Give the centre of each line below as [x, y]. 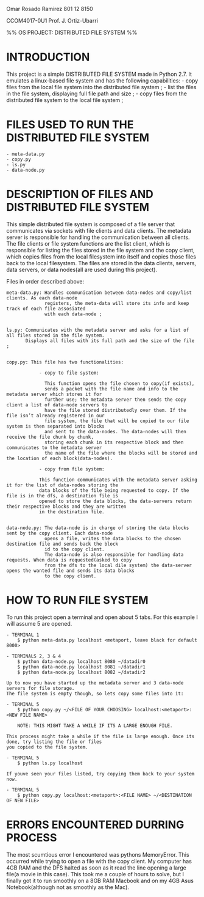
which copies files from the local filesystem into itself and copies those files [101, 257]
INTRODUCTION [48, 57]
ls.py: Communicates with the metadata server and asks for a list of [98, 330]
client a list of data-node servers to [57, 405]
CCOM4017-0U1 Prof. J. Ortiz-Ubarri [52, 20]
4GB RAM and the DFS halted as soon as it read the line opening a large [97, 868]
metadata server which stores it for [54, 394]
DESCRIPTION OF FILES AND [80, 194]
